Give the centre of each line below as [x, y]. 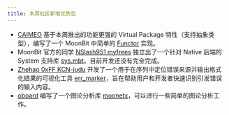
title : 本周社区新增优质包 [42, 14]
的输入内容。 [36, 86]
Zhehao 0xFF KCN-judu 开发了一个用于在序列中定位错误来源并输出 [113, 69]
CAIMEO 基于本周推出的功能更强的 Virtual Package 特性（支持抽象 [113, 34]
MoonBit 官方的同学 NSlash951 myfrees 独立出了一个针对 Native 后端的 [119, 52]
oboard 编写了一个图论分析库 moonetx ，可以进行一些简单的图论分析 [116, 95]
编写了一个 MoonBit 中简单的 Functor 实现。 [96, 43]
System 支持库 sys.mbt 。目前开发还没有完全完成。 [90, 61]
